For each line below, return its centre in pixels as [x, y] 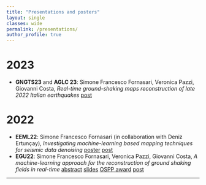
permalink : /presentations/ [42, 29]
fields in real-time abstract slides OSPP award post [79, 169]
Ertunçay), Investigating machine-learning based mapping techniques [104, 143]
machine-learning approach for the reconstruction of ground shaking [103, 163]
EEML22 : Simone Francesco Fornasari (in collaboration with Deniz [99, 137]
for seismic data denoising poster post [64, 150]
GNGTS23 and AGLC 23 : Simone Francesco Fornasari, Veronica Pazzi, [105, 82]
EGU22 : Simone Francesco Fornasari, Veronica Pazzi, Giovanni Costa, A [106, 156]
